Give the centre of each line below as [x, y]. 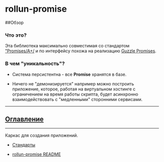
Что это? [16, 35]
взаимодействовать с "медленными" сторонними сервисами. [77, 99]
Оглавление [24, 119]
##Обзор [14, 22]
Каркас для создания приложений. [41, 136]
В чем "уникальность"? [35, 63]
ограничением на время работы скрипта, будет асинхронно [75, 94]
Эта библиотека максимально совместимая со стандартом [67, 46]
